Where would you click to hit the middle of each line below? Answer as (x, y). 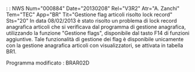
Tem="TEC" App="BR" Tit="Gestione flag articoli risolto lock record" (89, 15)
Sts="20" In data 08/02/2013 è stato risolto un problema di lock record (92, 21)
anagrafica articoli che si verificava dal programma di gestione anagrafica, (96, 27)
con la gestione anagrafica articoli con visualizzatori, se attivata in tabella (95, 45)
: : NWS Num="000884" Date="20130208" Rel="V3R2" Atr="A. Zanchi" (93, 8)
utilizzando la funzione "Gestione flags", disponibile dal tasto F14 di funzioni (98, 33)
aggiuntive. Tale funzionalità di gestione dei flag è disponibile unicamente (95, 39)
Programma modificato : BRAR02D (48, 63)
